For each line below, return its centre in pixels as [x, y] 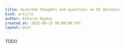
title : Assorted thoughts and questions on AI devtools [62, 9]
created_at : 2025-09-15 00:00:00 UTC [43, 23]
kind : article [19, 14]
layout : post [18, 28]
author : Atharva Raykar [29, 18]
